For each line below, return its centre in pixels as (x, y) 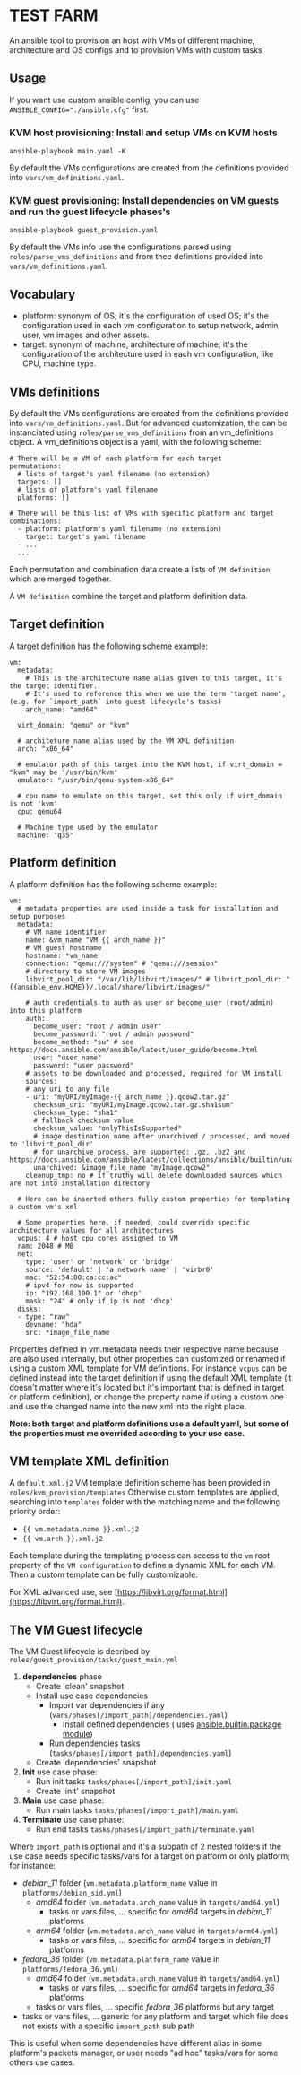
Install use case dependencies (92, 1696)
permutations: (36, 466)
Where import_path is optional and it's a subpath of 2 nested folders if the (146, 1847)
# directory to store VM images (86, 971)
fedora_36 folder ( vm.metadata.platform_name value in (121, 1959)
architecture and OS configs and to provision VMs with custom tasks (136, 49)
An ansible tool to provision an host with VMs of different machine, (132, 40)
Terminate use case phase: (73, 1820)
